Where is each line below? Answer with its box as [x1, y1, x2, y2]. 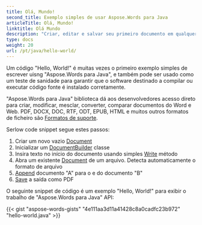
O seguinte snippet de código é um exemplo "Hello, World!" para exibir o [6, 187, 186, 194]
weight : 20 [6, 43, 34, 49]
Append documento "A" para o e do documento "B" [14, 169, 143, 176]
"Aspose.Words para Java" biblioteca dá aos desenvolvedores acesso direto [6, 95, 196, 102]
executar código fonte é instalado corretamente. [6, 83, 126, 91]
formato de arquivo [14, 163, 63, 170]
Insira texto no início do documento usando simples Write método [14, 150, 178, 157]
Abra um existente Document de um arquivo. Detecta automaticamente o [14, 157, 196, 164]
